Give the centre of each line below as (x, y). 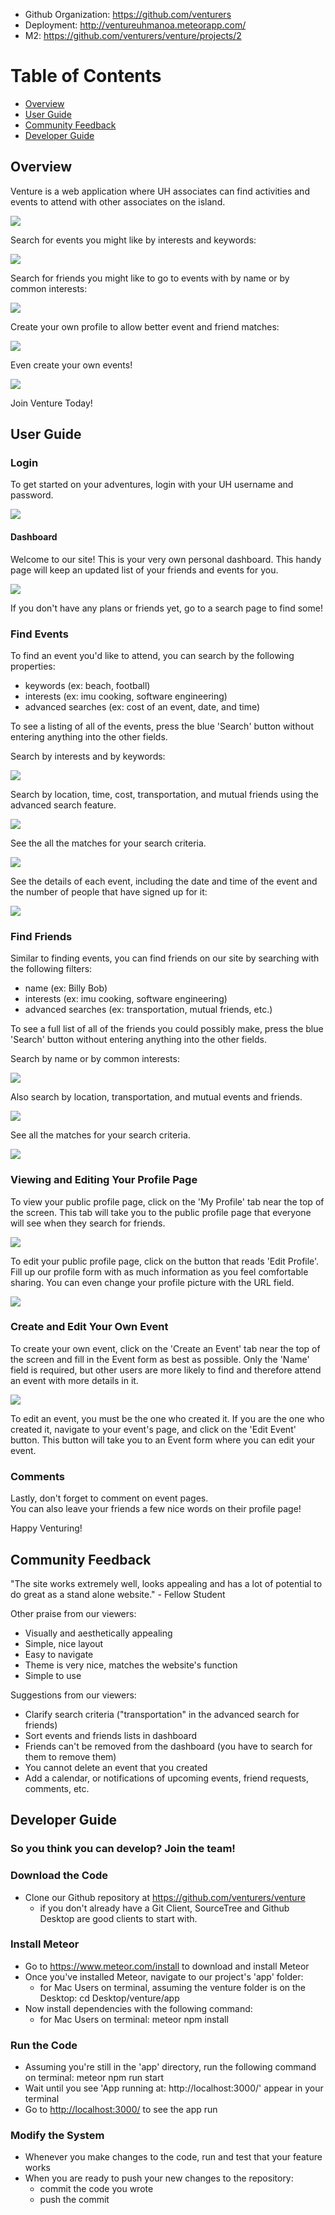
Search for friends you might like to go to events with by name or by (150, 278)
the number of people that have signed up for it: (109, 891)
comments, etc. (57, 1788)
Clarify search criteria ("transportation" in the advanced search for (162, 1714)
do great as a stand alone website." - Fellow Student (118, 1594)
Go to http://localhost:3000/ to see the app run (121, 2110)
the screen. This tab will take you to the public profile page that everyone (161, 1212)
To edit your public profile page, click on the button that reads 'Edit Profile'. (165, 1261)
